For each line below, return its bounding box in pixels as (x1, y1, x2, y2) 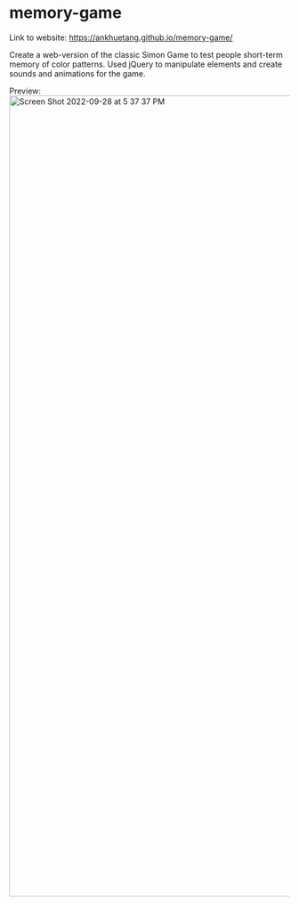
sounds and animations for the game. (9, 68, 146, 78)
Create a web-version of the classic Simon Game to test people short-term (9, 49, 283, 60)
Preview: (9, 85, 42, 96)
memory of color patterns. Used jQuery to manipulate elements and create (9, 59, 283, 69)
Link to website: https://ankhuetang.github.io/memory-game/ (9, 32, 233, 43)
